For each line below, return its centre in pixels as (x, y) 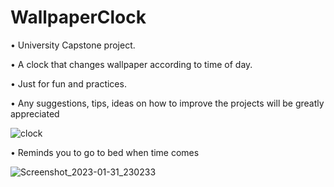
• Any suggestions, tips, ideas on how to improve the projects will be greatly (167, 103)
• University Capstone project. (73, 45)
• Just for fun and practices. (68, 83)
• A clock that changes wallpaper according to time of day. (131, 64)
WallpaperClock (78, 17)
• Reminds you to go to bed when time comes (105, 152)
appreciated (35, 113)
